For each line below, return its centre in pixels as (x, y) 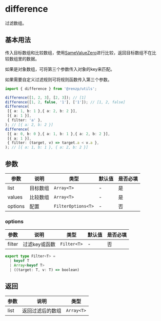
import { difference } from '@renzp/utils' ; (51, 89)
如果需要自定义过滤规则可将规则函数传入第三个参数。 (59, 80)
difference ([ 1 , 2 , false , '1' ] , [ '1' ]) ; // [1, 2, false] (65, 102)
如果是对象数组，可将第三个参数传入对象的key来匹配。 (60, 69)
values (15, 197)
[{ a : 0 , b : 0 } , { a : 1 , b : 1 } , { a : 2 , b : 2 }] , (59, 134)
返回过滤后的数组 (42, 311)
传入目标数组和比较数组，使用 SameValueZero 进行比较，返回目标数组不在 (79, 53)
